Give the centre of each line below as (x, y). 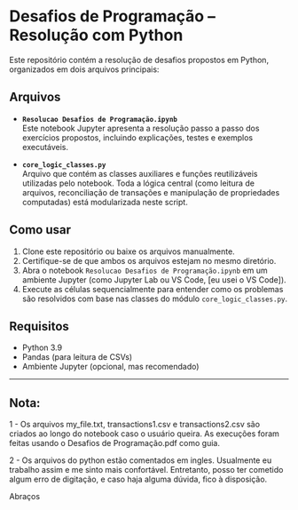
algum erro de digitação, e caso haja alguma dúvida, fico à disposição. (138, 479)
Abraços (25, 497)
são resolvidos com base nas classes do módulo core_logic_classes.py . (155, 299)
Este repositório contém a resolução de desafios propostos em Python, (139, 60)
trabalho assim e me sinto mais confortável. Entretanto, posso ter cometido (146, 470)
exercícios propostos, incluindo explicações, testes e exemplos (137, 137)
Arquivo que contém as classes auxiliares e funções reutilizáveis (140, 173)
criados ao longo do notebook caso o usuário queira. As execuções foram (144, 434)
